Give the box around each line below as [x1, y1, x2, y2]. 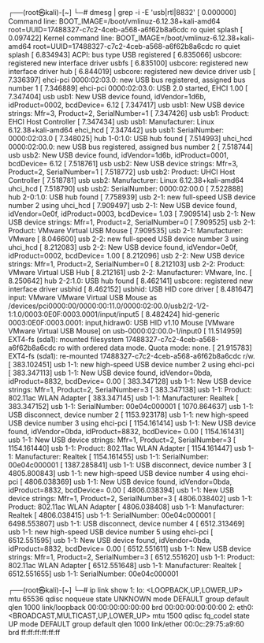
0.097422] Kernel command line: [8, 33, 114, 43]
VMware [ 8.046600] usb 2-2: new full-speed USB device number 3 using [8, 234, 249, 243]
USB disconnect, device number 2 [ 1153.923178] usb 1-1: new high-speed [8, 410, 249, 419]
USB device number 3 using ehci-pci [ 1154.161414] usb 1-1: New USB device [8, 418, 256, 428]
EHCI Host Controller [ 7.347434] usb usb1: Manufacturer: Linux [8, 117, 215, 126]
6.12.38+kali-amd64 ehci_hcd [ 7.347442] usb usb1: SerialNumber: [8, 125, 225, 135]
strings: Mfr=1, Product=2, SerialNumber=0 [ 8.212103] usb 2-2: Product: [8, 259, 246, 269]
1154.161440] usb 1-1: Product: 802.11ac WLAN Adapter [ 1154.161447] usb [8, 444, 247, 452]
